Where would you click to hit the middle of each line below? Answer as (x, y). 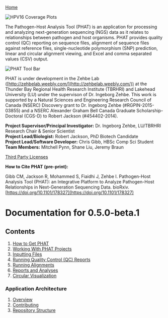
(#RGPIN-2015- (138, 105)
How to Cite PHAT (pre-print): (37, 167)
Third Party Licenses (27, 157)
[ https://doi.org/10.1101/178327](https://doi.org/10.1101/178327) (70, 193)
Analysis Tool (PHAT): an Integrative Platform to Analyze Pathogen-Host (80, 182)
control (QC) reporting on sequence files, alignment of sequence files (77, 43)
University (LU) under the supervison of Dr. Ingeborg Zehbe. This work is (81, 94)
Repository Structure (34, 310)
